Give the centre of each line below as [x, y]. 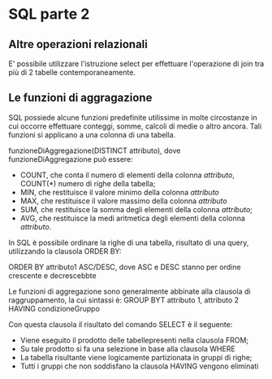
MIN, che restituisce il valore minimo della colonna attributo [119, 192]
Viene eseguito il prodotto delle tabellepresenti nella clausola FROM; [134, 340]
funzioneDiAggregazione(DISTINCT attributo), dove [95, 150]
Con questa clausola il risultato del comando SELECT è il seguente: [121, 324]
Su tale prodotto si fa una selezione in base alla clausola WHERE [127, 349]
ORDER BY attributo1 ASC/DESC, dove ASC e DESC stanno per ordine [125, 267]
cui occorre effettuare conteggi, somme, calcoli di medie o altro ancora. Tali [135, 126]
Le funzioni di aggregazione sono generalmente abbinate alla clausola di [130, 291]
